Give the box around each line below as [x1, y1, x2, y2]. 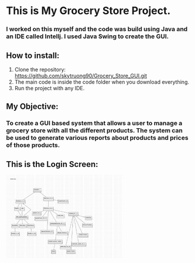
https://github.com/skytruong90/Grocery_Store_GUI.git [14, 72, 148, 79]
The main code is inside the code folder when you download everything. [14, 78, 189, 86]
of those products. [6, 141, 60, 149]
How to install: [6, 50, 60, 60]
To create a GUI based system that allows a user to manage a [6, 119, 183, 127]
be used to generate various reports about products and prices [6, 134, 189, 142]
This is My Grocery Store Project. [6, 4, 171, 18]
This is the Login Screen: [6, 159, 98, 169]
